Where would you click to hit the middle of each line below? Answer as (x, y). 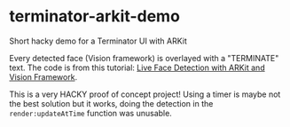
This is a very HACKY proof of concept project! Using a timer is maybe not (145, 94)
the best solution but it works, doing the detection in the (111, 103)
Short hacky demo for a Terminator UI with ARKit (98, 41)
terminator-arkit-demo (94, 16)
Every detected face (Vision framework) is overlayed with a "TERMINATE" (144, 58)
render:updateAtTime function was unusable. (91, 113)
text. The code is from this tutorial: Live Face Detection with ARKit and (137, 67)
